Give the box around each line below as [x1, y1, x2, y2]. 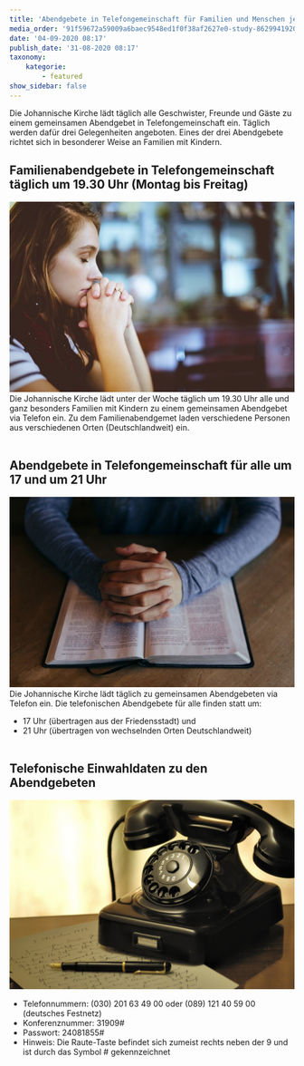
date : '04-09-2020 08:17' [9, 34, 107, 43]
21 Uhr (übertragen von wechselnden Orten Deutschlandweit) [22, 725, 252, 736]
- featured [42, 73, 83, 82]
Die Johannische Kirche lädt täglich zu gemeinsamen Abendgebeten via [9, 688, 279, 699]
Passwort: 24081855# [22, 1027, 105, 1038]
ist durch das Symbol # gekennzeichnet [22, 1047, 171, 1058]
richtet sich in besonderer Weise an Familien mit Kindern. [9, 136, 223, 147]
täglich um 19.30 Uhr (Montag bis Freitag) [9, 177, 249, 192]
